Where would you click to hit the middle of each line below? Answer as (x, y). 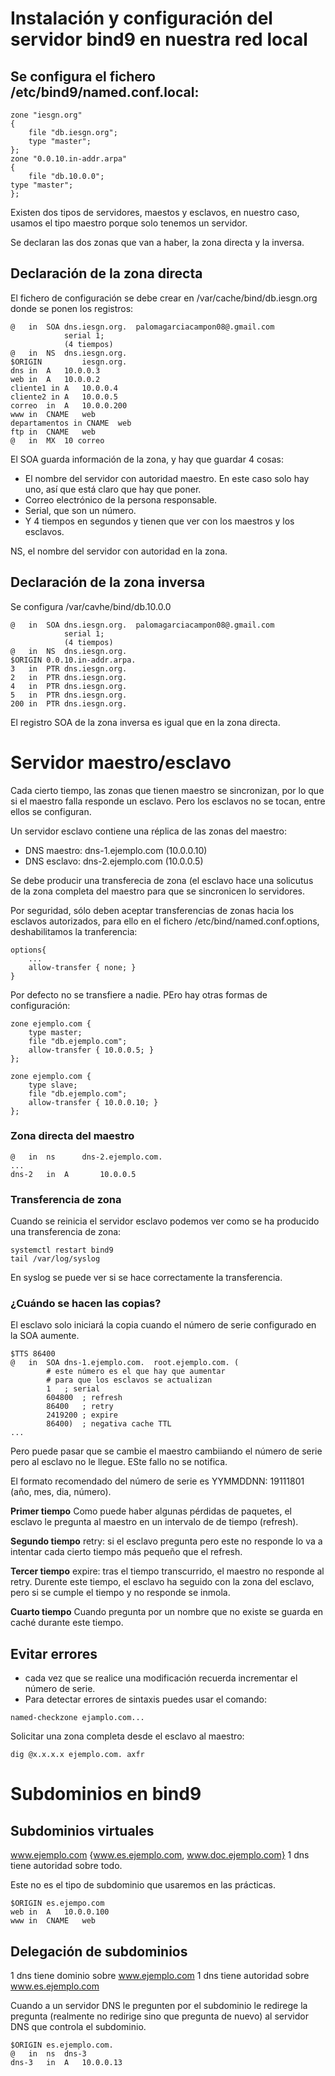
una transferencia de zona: (66, 1232)
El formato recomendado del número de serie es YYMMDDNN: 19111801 (157, 1481)
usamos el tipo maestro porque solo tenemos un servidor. (129, 223)
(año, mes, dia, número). (61, 1492)
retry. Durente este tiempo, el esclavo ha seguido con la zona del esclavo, (162, 1582)
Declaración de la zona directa (106, 273)
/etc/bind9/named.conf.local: (105, 92)
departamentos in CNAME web (71, 423)
